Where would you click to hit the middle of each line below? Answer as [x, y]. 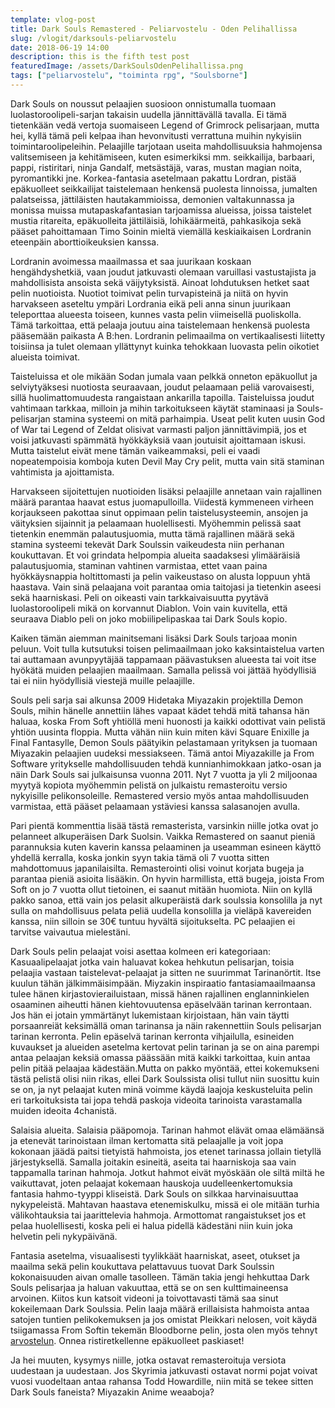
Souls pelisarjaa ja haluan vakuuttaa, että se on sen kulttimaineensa [149, 1287]
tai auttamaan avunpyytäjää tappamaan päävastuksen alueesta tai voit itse [163, 659]
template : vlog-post [53, 19]
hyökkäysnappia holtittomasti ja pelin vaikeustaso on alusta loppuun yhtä [160, 576]
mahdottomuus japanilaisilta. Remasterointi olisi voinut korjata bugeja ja [157, 868]
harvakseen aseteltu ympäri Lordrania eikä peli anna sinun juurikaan [150, 303]
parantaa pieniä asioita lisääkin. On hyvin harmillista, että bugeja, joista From [167, 878]
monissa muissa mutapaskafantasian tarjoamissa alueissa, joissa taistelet [161, 210]
